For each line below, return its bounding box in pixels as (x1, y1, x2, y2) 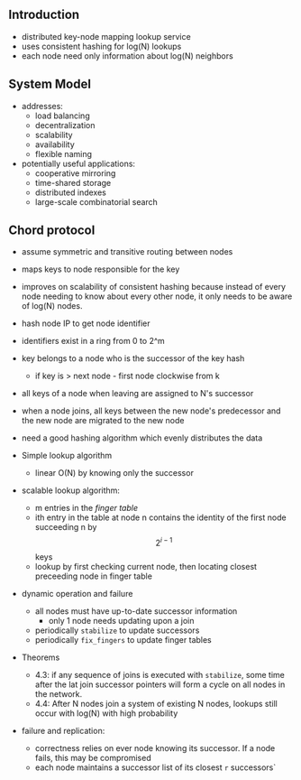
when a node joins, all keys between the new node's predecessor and (21, 405, 281, 416)
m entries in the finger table (34, 503, 139, 514)
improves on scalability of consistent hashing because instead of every (21, 282, 286, 292)
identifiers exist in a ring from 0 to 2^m (21, 336, 166, 347)
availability (34, 139, 76, 150)
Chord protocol (8, 223, 96, 238)
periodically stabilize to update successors (34, 625, 200, 636)
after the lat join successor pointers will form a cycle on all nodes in (34, 679, 286, 690)
